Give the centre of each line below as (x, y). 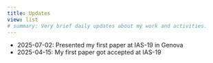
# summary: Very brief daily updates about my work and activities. (107, 26)
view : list (23, 20)
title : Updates (29, 13)
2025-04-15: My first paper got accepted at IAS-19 (89, 52)
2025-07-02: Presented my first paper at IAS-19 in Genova (100, 45)
